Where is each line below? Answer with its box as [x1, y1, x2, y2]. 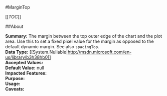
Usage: [5, 81, 21, 87]
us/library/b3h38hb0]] [5, 54, 51, 60]
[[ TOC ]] [5, 14, 21, 19]
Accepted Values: [5, 60, 44, 65]
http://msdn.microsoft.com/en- [67, 49, 132, 55]
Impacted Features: [5, 70, 47, 76]
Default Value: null [5, 65, 44, 71]
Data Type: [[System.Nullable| [5, 49, 68, 55]
